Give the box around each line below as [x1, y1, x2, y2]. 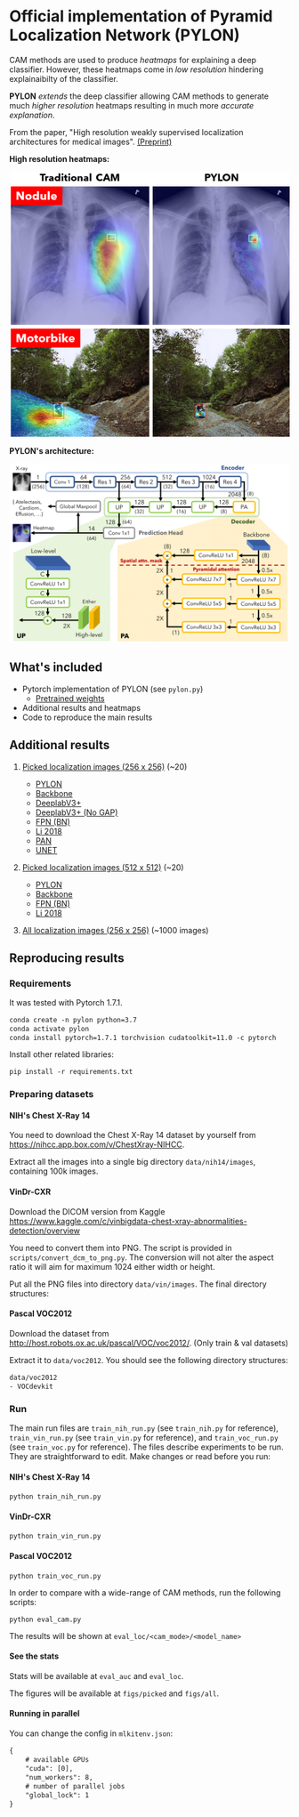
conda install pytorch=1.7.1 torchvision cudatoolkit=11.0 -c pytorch [9, 1034, 277, 1043]
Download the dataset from [9, 1328, 109, 1338]
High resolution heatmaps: [9, 153, 109, 164]
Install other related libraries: [9, 1049, 114, 1060]
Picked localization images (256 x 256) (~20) [21, 761, 188, 771]
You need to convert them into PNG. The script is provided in [9, 1242, 233, 1253]
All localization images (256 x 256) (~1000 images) [21, 925, 209, 935]
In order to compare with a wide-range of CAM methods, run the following [9, 1587, 281, 1598]
